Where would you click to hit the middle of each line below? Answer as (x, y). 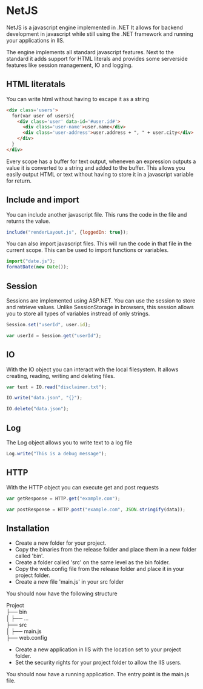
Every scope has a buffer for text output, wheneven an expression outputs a (101, 161)
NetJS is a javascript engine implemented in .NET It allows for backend (95, 27)
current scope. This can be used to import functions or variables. (88, 250)
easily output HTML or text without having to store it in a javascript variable (100, 174)
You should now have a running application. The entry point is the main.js (98, 674)
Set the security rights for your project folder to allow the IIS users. (98, 663)
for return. (19, 181)
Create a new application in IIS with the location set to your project (98, 649)
